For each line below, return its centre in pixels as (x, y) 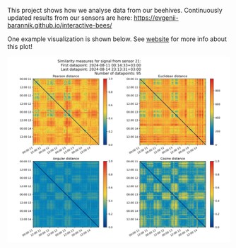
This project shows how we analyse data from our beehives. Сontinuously (115, 10)
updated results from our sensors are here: (70, 18)
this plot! (20, 46)
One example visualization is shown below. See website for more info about (117, 39)
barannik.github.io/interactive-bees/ (60, 25)
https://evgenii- (156, 18)
